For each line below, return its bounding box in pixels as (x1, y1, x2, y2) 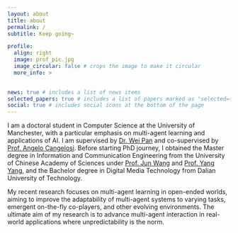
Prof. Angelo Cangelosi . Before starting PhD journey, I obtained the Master (7, 144, 225, 152)
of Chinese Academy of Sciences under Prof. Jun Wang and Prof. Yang (7, 159, 215, 167)
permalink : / (7, 23, 46, 30)
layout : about (7, 10, 50, 18)
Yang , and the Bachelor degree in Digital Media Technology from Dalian (7, 166, 216, 175)
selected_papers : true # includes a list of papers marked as (7, 95, 195, 103)
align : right (13, 50, 52, 57)
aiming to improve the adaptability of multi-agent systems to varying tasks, (7, 195, 226, 204)
